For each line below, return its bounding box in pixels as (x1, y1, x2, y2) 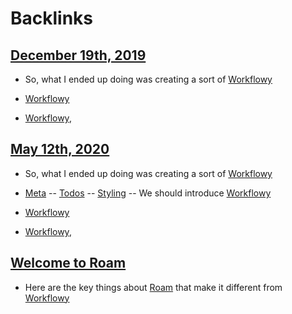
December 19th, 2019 (10, 47, 147, 64)
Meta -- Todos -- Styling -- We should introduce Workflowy (24, 187, 272, 199)
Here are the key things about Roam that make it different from (24, 281, 283, 293)
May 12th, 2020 (10, 141, 110, 158)
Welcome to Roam (10, 255, 127, 272)
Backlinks (10, 7, 94, 30)
